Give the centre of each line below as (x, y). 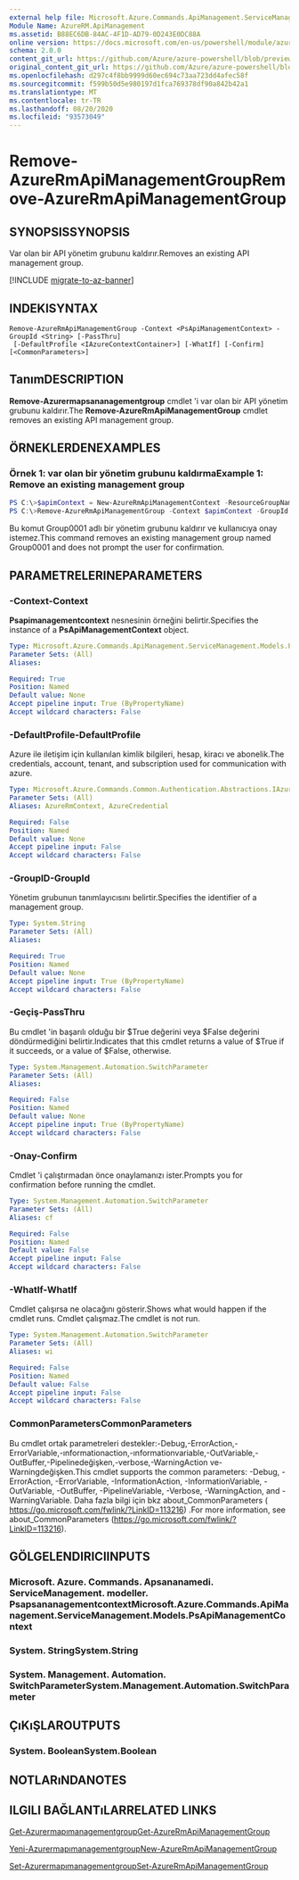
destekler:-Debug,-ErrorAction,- (179, 1443)
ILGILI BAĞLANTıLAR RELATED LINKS (113, 1810)
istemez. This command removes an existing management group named (140, 538)
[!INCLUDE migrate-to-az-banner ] (72, 280)
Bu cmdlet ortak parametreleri (64, 1443)
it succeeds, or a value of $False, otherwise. (90, 1050)
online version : (39, 42)
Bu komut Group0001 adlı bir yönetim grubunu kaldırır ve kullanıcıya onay (143, 528)
